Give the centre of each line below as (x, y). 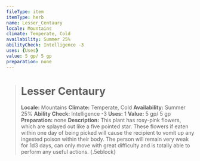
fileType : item (25, 12)
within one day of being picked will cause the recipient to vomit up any (107, 133)
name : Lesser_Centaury (34, 23)
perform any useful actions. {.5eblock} (68, 152)
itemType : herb (25, 17)
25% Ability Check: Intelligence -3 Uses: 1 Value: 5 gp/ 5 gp (96, 114)
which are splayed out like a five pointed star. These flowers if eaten (105, 126)
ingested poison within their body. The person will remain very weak (105, 139)
